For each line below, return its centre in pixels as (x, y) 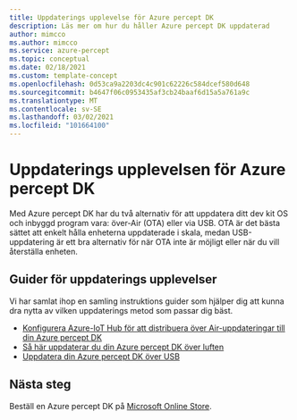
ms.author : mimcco (43, 42)
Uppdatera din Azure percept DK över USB (101, 356)
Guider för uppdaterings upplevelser (113, 279)
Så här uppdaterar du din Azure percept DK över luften (123, 347)
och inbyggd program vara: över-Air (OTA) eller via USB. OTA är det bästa (144, 223)
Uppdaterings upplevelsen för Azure (148, 170)
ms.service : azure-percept (59, 51)
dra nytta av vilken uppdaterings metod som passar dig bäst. (121, 310)
